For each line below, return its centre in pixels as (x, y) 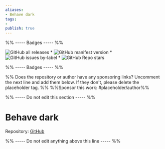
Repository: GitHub (25, 131)
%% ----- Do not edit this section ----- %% (50, 97)
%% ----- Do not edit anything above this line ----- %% (63, 141)
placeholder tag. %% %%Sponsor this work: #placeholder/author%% (77, 87)
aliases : (14, 10)
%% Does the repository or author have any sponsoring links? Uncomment (82, 77)
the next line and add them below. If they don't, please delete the (72, 82)
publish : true (20, 28)
